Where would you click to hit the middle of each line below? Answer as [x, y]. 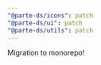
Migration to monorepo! [46, 53]
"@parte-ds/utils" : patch [50, 30]
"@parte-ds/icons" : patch [50, 15]
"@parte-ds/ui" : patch [45, 23]
